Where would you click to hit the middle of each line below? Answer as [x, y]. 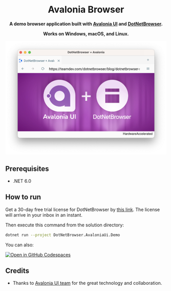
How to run [23, 197]
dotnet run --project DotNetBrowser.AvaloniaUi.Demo [63, 235]
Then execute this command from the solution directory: [65, 225]
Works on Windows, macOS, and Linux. [86, 33]
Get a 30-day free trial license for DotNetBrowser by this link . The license [83, 209]
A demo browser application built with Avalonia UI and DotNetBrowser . [86, 24]
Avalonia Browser [86, 9]
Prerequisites [27, 169]
